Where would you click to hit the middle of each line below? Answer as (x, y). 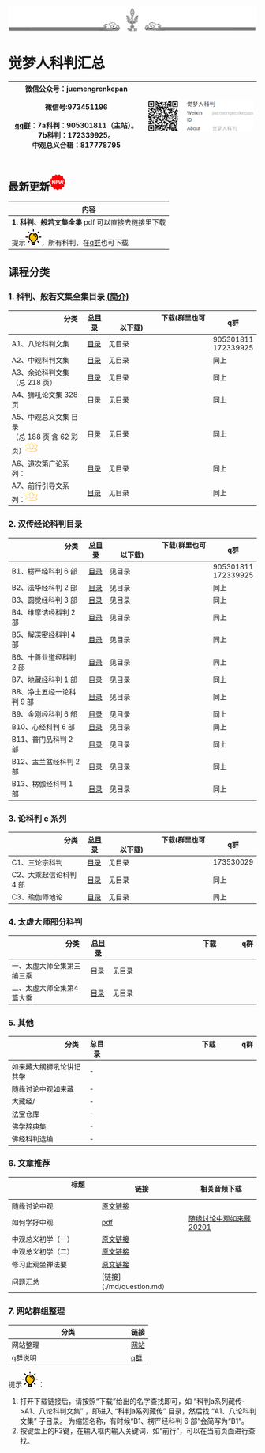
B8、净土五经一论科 (44, 692)
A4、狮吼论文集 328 (45, 395)
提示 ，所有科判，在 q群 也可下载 (70, 243)
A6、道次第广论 (37, 463)
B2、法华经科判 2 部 (44, 587)
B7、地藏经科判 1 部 (44, 679)
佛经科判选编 (32, 1139)
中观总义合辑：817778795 (76, 146)
